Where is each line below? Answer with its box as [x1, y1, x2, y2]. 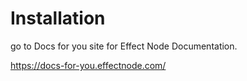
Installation [10, 7, 106, 30]
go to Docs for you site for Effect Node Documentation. [10, 40, 238, 52]
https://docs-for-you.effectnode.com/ [10, 59, 167, 71]
